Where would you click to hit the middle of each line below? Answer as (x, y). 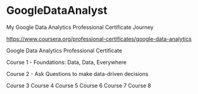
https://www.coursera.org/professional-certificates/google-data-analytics (99, 39)
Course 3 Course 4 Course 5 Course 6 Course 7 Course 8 (79, 86)
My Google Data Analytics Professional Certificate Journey (80, 27)
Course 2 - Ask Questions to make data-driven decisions (77, 74)
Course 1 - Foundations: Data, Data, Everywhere (67, 62)
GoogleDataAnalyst (57, 11)
